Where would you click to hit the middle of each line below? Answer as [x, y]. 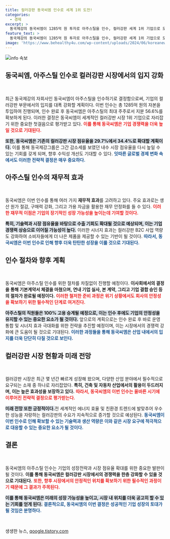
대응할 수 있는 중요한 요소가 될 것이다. [47, 428]
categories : [18, 15]
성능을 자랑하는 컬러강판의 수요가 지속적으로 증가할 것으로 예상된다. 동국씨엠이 [88, 415]
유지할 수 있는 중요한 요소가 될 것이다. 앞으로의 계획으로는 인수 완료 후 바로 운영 [83, 319]
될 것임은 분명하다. [24, 510]
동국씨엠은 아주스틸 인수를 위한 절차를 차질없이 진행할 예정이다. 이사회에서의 [80, 283]
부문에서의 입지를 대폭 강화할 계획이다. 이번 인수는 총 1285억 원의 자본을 [90, 105]
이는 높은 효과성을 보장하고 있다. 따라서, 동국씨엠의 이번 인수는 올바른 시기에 [86, 391]
